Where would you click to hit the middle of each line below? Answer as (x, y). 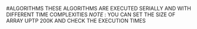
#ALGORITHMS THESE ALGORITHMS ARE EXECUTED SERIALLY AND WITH (98, 8)
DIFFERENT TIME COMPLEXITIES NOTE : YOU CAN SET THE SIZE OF (91, 14)
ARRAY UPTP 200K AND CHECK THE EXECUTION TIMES (76, 21)
